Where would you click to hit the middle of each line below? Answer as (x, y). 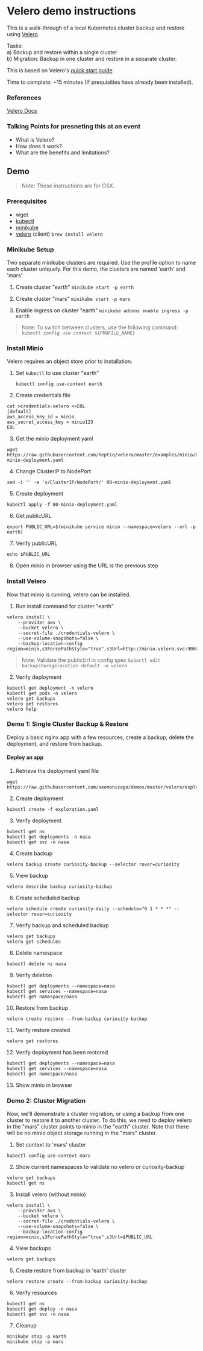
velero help (22, 709)
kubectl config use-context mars (49, 1156)
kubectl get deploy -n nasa (42, 1309)
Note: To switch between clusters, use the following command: (100, 327)
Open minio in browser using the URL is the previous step (87, 565)
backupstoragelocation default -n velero (74, 666)
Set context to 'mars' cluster (51, 1145)
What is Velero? (35, 139)
